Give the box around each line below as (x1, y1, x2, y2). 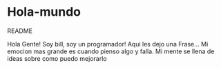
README (7, 27, 33, 35)
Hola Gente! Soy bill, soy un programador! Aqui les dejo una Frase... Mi (7, 40, 209, 48)
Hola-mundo (7, 4, 81, 20)
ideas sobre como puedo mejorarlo (7, 54, 107, 62)
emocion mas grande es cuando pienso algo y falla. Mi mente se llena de (7, 47, 215, 55)
